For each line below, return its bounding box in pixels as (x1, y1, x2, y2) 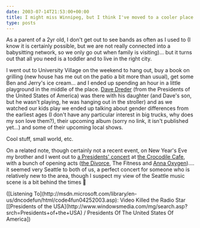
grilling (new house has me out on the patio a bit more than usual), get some (6, 73, 194, 81)
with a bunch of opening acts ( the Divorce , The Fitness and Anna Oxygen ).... (6, 159, 195, 167)
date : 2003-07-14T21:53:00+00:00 (6, 8, 90, 15)
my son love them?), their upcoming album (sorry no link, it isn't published (6, 118, 189, 125)
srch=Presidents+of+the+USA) (6, 209, 82, 217)
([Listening (6, 190, 33, 198)
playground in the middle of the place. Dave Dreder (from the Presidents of (6, 86, 190, 93)
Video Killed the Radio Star (119, 196, 186, 204)
